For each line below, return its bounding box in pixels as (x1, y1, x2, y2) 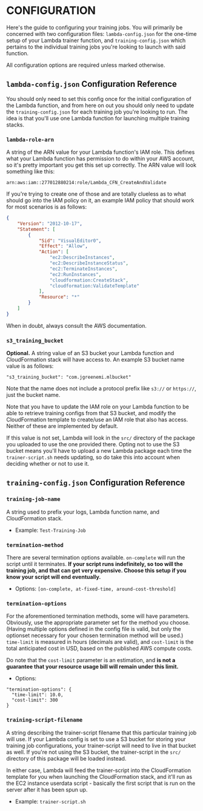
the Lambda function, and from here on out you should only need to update (6, 102, 195, 109)
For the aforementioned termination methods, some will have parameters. (6, 612, 190, 620)
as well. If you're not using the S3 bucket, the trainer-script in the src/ (6, 748, 181, 756)
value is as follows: (6, 362, 54, 370)
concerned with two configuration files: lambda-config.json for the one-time (6, 30, 197, 37)
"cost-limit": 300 (12, 697, 59, 703)
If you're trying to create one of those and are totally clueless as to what (6, 190, 187, 198)
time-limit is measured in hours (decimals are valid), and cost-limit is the (6, 638, 194, 646)
